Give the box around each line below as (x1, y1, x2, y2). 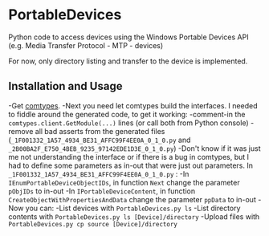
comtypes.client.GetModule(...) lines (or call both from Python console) (8, 118, 249, 128)
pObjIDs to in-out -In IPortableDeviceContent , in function (8, 186, 195, 196)
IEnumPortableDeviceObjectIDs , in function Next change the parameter (8, 177, 240, 187)
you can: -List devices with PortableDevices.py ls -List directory (25, 203, 241, 213)
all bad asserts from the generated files (35, 126, 165, 136)
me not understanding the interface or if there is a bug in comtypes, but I (8, 152, 250, 161)
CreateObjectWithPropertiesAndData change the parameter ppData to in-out (8, 194, 257, 204)
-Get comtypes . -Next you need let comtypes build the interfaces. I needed (8, 100, 258, 110)
